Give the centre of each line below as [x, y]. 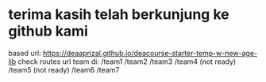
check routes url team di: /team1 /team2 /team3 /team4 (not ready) [127, 61]
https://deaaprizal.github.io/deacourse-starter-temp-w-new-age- [150, 53]
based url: [25, 53]
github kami [48, 31]
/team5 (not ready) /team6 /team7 [64, 69]
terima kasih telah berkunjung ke [119, 15]
